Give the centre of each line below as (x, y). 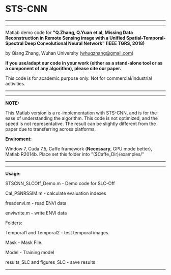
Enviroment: (19, 139)
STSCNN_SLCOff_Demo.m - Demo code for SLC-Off (60, 183)
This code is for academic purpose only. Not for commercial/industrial (79, 78)
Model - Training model (30, 252)
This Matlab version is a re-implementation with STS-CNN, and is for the (81, 113)
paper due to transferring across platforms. (51, 129)
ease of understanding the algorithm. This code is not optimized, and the (82, 118)
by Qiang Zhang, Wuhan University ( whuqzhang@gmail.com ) (69, 53)
